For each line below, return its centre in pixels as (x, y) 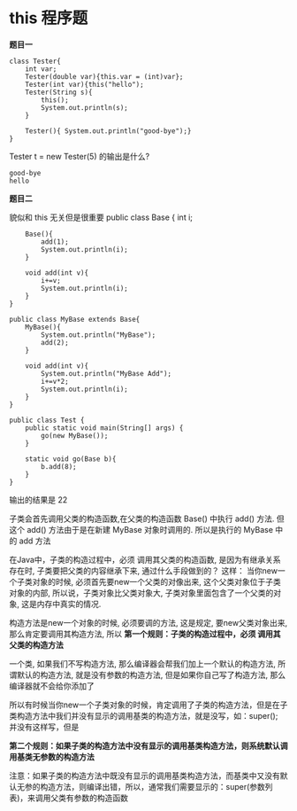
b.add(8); (59, 466)
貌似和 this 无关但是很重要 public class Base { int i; (101, 217)
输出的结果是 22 (38, 499)
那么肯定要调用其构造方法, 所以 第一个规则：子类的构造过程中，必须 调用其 (145, 634)
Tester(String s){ (59, 92)
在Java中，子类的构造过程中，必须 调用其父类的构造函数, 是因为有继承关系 (145, 559)
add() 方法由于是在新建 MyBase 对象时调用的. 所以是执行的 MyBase (150, 529)
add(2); (55, 342)
